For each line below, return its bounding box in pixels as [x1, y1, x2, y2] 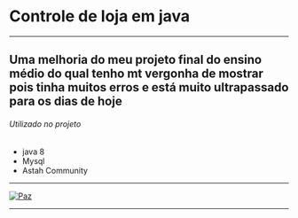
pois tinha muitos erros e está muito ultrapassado [9, 80, 289, 95]
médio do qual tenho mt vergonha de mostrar [9, 66, 263, 82]
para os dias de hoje [9, 94, 122, 109]
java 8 [21, 146, 45, 157]
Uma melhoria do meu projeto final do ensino [9, 52, 263, 67]
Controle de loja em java [9, 6, 191, 27]
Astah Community [21, 165, 89, 175]
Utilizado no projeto [9, 118, 82, 129]
